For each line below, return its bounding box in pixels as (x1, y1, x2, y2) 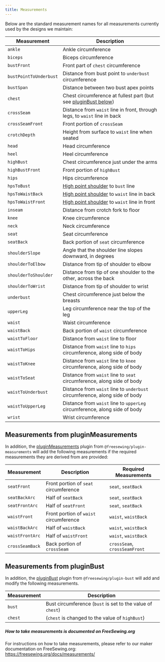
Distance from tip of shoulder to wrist (62, 283, 149, 289)
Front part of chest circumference (62, 62, 140, 69)
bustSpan (7, 85, 28, 90)
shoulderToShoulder (7, 272, 53, 278)
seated (62, 134, 79, 141)
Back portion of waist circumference (62, 327, 147, 334)
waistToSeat (7, 375, 36, 380)
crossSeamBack (7, 543, 41, 549)
